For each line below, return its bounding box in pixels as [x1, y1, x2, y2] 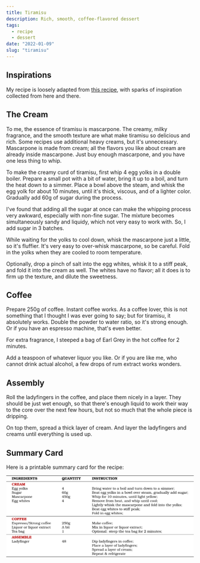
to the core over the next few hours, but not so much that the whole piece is [6, 406, 192, 413]
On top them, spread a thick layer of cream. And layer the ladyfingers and [6, 424, 187, 431]
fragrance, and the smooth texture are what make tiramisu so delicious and [6, 132, 190, 139]
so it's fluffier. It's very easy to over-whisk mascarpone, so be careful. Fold [6, 242, 190, 250]
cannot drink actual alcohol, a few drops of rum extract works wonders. [6, 360, 182, 368]
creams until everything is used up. [6, 431, 92, 438]
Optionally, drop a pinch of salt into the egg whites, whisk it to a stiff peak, [6, 260, 188, 267]
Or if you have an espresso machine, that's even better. [6, 325, 142, 332]
